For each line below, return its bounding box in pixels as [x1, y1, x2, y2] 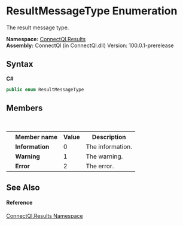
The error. [86, 162, 114, 171]
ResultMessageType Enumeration [6, 4, 178, 18]
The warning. [86, 152, 123, 161]
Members [6, 103, 43, 113]
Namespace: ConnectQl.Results [6, 35, 86, 42]
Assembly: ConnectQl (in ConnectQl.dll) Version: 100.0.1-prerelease [6, 42, 174, 49]
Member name [15, 133, 58, 141]
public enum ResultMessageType [6, 87, 84, 93]
